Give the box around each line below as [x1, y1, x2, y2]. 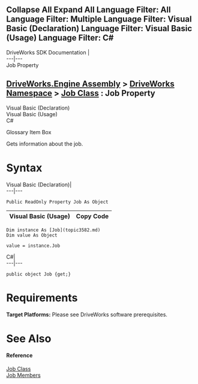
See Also [6, 332, 52, 345]
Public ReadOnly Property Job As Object [6, 199, 109, 205]
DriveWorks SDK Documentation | [6, 49, 90, 56]
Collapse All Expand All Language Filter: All [6, 5, 171, 15]
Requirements [6, 291, 78, 304]
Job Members [6, 371, 41, 379]
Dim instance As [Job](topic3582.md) [6, 227, 101, 233]
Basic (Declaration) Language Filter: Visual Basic [6, 23, 193, 34]
